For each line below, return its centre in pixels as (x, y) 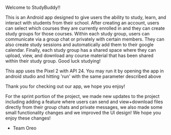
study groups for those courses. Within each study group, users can (78, 34)
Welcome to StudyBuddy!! (33, 7)
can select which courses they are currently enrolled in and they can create (85, 28)
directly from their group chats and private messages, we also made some (84, 107)
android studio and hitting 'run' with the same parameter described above (83, 76)
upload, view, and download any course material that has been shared (80, 55)
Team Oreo (25, 128)
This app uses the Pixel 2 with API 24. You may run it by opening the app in (85, 71)
